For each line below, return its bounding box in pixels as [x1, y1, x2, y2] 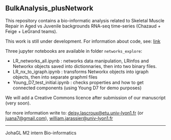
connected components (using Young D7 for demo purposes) [12, 85, 141, 91]
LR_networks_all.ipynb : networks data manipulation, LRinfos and [12, 58, 149, 64]
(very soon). [5, 100, 31, 106]
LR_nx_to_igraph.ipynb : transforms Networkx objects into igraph [12, 68, 149, 75]
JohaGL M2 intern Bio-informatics [5, 129, 77, 136]
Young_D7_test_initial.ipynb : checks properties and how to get [12, 79, 144, 85]
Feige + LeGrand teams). [5, 28, 58, 34]
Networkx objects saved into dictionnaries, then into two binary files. [12, 63, 157, 69]
